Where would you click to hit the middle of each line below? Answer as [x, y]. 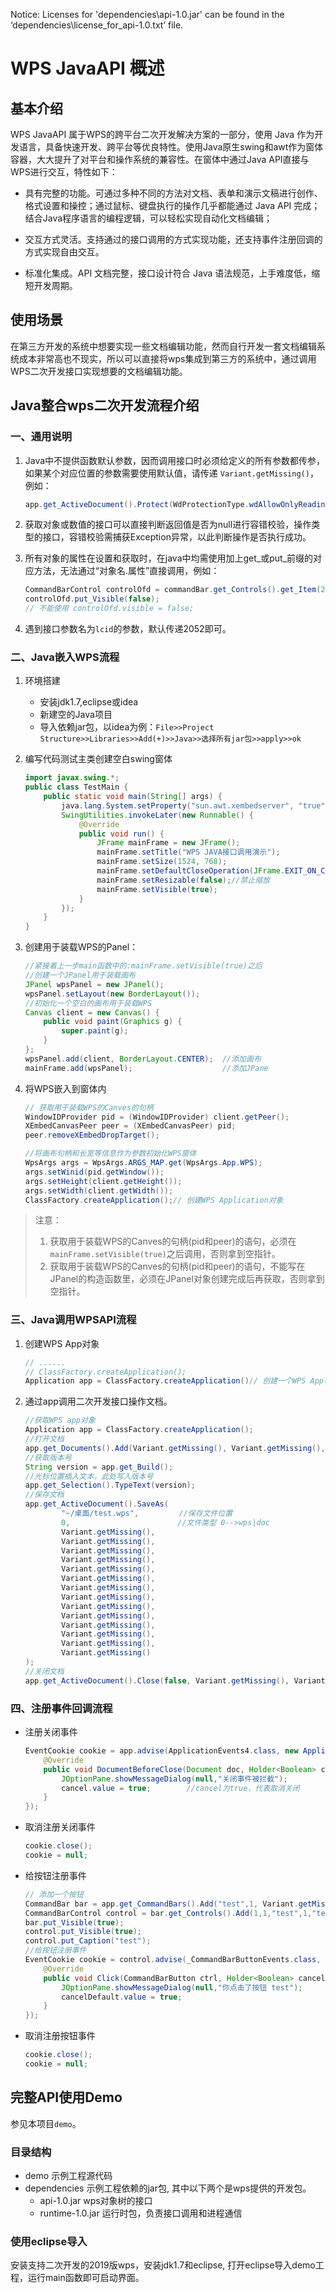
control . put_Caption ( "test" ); [88, 1941]
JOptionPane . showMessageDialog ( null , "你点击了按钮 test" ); [182, 1987]
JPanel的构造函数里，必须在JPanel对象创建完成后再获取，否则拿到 [187, 1279]
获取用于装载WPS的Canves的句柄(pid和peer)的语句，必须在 [173, 1241]
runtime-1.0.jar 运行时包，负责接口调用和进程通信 [141, 2213]
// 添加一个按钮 [54, 1894]
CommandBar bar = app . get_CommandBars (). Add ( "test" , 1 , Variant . [161, 1904]
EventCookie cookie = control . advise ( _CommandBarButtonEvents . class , [173, 1960]
